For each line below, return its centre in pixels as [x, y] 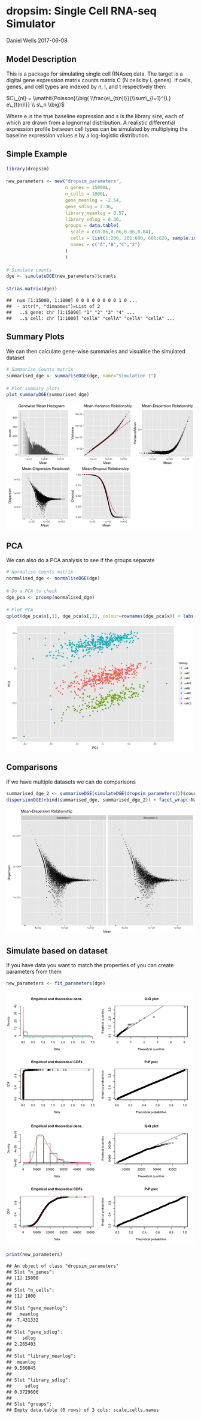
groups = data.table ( [92, 226]
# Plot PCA [20, 610]
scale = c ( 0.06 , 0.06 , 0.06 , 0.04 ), [112, 232]
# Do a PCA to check [32, 591]
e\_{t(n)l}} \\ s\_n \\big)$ [35, 104]
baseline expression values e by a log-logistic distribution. [78, 135]
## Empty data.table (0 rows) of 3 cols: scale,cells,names [83, 1410]
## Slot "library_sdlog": [38, 1380]
